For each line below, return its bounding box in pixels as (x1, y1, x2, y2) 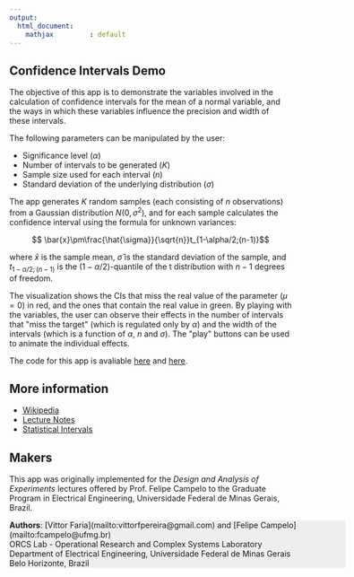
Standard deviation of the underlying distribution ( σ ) (22, 179, 215, 189)
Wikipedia (22, 405, 60, 415)
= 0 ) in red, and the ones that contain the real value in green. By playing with (9, 300, 292, 310)
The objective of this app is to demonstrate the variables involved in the (9, 87, 273, 98)
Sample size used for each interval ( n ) (22, 170, 163, 180)
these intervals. (9, 116, 66, 127)
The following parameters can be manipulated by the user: (9, 133, 226, 144)
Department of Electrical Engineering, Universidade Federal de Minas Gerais (9, 548, 291, 559)
